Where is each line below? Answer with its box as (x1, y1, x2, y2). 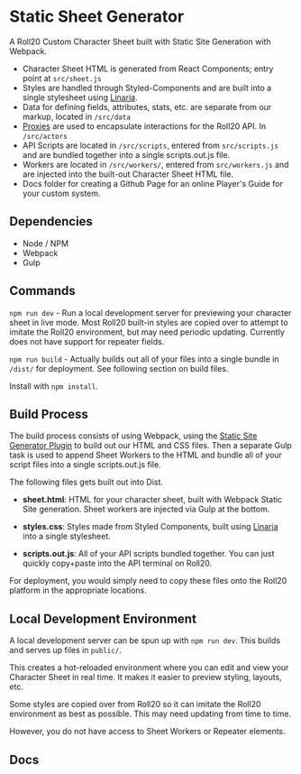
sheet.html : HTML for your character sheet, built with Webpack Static (22, 494, 283, 505)
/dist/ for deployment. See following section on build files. (9, 363, 229, 373)
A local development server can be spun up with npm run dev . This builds (9, 635, 281, 646)
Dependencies (9, 214, 93, 229)
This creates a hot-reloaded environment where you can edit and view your (9, 662, 289, 673)
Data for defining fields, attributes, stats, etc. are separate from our (22, 101, 272, 112)
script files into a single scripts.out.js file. (9, 459, 161, 470)
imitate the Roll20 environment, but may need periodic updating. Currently (9, 327, 286, 337)
